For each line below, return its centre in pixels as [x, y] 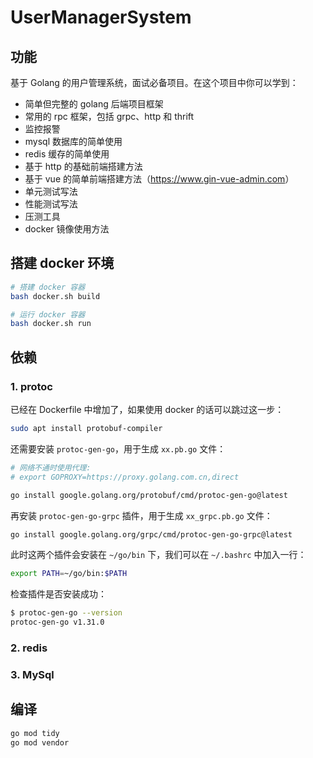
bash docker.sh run [51, 324]
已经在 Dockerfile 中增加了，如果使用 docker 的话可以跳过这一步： [147, 409]
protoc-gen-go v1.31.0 [57, 622]
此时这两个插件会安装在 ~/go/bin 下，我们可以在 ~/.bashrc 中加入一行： [158, 555]
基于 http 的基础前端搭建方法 [83, 166]
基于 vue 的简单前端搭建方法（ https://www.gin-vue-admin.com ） [159, 179]
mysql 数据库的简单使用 [73, 141]
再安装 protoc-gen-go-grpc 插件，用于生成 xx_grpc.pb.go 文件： [141, 515]
